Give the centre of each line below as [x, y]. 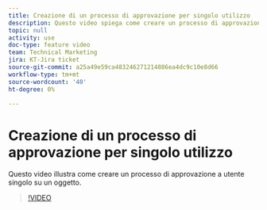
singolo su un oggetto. [45, 182]
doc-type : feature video [49, 45]
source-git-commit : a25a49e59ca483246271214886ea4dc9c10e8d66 [113, 67]
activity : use [32, 38]
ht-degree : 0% [32, 89]
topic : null [28, 30]
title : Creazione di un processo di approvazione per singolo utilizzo [129, 15]
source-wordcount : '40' [48, 82]
